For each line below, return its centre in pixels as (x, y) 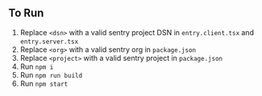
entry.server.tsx (49, 42)
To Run (26, 13)
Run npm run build (51, 74)
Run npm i (37, 66)
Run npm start (44, 83)
